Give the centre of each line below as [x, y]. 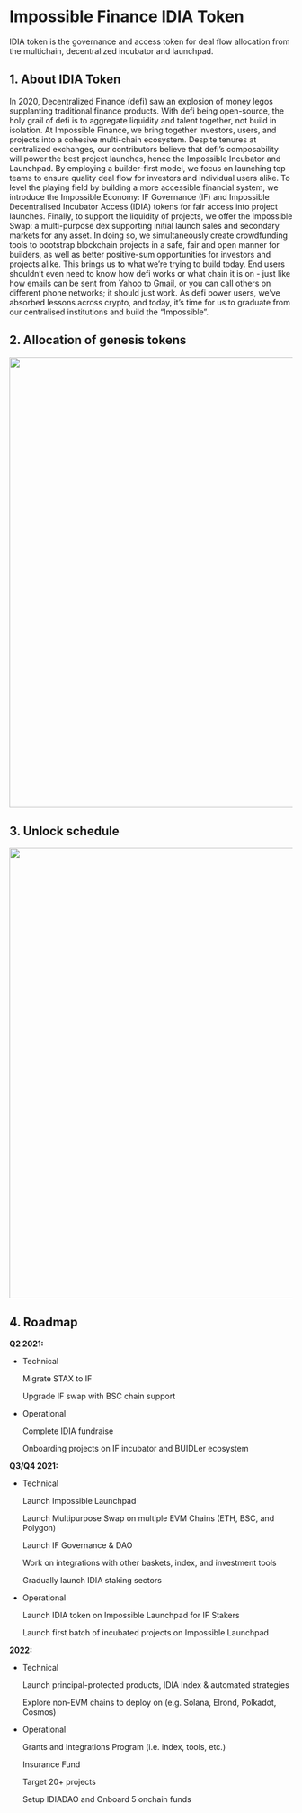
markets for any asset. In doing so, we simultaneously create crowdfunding [148, 235]
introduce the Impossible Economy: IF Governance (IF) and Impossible [139, 196]
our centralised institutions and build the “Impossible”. [109, 312]
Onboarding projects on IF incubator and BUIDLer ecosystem [135, 1449]
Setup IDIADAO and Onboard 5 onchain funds [107, 1799]
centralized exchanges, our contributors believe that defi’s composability [144, 149]
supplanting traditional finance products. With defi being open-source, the [147, 111]
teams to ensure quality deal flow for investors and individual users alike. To [150, 178]
